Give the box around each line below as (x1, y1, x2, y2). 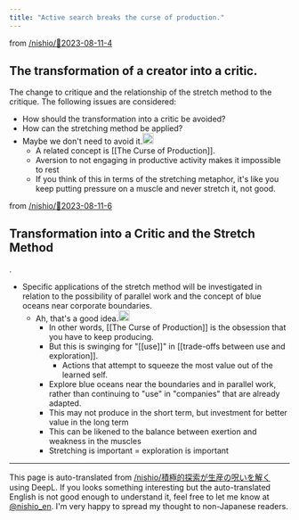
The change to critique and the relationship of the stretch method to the (9, 87, 272, 98)
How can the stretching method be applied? (21, 123, 183, 134)
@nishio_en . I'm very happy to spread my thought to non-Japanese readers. (9, 501, 289, 512)
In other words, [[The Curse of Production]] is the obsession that (48, 322, 287, 333)
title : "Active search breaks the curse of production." (9, 12, 225, 22)
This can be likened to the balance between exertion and (48, 426, 257, 437)
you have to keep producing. (48, 332, 154, 343)
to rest (35, 164, 60, 175)
